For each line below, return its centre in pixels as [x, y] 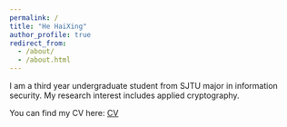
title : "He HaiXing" [49, 26]
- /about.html [44, 60]
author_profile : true [50, 34]
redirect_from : [38, 43]
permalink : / [34, 18]
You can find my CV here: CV [64, 113]
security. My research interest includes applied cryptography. [124, 95]
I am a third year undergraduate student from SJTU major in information [144, 86]
